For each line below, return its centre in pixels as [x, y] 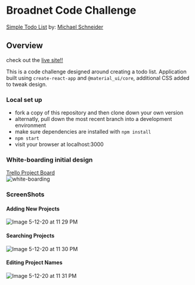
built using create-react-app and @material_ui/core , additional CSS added [98, 78]
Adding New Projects [33, 209]
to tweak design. [27, 84]
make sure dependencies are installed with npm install [83, 132]
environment [30, 125]
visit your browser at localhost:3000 [59, 144]
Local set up [24, 100]
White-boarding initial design [49, 160]
